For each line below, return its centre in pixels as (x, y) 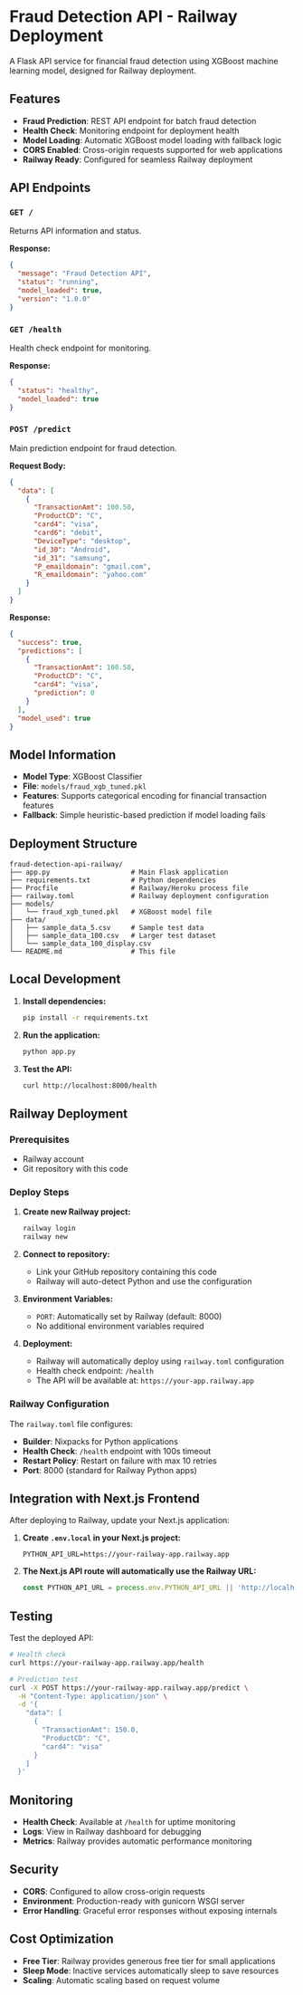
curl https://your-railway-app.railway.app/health (107, 1663)
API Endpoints (50, 188)
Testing (31, 1616)
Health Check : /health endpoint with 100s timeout (117, 1451)
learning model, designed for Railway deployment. (103, 71)
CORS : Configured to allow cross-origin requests (114, 1891)
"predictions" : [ (50, 651)
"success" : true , (50, 642)
